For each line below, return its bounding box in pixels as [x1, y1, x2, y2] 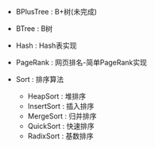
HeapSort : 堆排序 [27, 92, 87, 101]
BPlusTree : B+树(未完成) [15, 7, 98, 16]
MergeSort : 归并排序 [27, 111, 97, 121]
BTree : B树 [15, 24, 53, 33]
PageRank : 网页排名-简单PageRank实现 [15, 58, 147, 67]
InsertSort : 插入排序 [27, 102, 95, 111]
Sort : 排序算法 [15, 75, 64, 84]
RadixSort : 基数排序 [27, 131, 94, 141]
